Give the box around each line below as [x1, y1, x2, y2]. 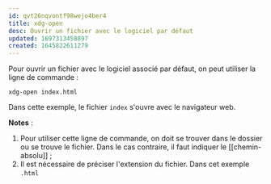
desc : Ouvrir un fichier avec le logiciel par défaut [8, 27, 194, 35]
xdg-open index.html [8, 88, 78, 97]
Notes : [8, 118, 34, 128]
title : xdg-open [8, 19, 63, 27]
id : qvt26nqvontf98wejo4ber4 [8, 11, 107, 20]
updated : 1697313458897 [8, 34, 89, 43]
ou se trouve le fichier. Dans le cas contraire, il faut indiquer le [19, 142, 227, 152]
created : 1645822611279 [8, 42, 89, 50]
